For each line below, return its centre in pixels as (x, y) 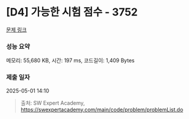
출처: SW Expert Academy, (53, 103)
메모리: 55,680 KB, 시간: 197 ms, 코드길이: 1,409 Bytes (70, 60)
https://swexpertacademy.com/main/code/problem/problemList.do (102, 110)
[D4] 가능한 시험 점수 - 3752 (72, 12)
